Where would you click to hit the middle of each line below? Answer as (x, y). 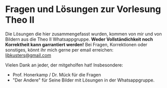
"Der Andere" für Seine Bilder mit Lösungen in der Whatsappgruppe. (83, 80)
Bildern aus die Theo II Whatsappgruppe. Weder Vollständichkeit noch (79, 39)
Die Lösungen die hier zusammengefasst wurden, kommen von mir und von (83, 34)
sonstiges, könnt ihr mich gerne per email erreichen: (59, 50)
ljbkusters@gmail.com (28, 55)
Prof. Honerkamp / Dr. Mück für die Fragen (57, 74)
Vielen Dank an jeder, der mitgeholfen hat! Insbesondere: (64, 65)
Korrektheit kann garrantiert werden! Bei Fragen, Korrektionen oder (76, 44)
